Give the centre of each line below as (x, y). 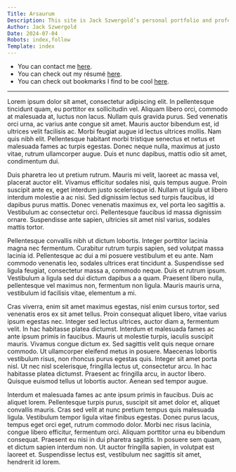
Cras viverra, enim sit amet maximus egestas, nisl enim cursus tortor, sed (113, 307)
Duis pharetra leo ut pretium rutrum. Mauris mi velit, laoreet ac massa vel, (113, 175)
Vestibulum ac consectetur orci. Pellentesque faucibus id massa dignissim (114, 212)
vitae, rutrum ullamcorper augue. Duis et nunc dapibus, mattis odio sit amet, (117, 154)
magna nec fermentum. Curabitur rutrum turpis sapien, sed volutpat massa (116, 248)
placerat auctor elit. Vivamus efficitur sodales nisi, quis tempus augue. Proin (117, 182)
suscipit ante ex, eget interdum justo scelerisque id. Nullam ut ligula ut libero (118, 190)
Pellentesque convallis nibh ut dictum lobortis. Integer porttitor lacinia (108, 241)
